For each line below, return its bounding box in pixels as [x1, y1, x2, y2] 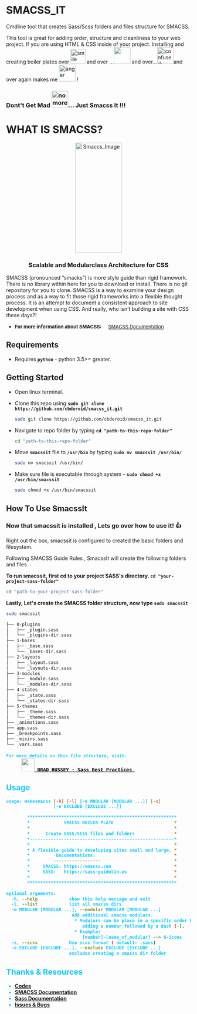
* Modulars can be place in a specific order [74, 918, 188, 924]
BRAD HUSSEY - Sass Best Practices [37, 766, 133, 773]
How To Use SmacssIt [6, 503, 87, 513]
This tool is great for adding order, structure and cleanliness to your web [6, 34, 181, 41]
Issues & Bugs [14, 1001, 50, 1008]
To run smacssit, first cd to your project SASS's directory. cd [6, 572, 156, 579]
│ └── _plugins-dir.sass [6, 632, 72, 638]
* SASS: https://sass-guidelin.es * [27, 869, 177, 875]
